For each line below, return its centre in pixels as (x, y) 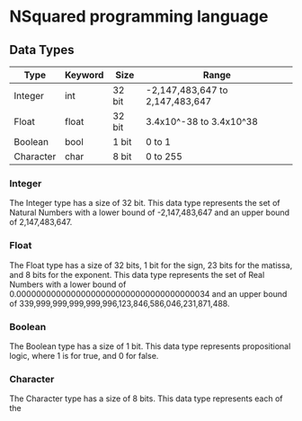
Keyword (84, 75)
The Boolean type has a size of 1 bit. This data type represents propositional (150, 346)
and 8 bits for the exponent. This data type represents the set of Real (137, 274)
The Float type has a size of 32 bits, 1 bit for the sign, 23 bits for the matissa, (151, 265)
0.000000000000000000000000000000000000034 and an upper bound (148, 293)
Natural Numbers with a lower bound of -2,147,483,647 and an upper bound (150, 212)
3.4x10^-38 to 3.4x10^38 (202, 121)
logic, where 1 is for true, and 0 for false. (84, 355)
